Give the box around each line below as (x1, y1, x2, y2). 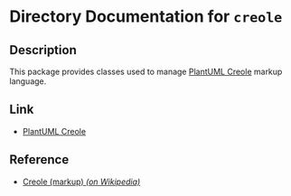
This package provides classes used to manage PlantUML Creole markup (9, 66, 283, 77)
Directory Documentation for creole (9, 6, 283, 27)
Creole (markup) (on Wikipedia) (22, 176, 141, 187)
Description (9, 42, 77, 58)
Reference (9, 152, 70, 168)
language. (9, 76, 47, 87)
